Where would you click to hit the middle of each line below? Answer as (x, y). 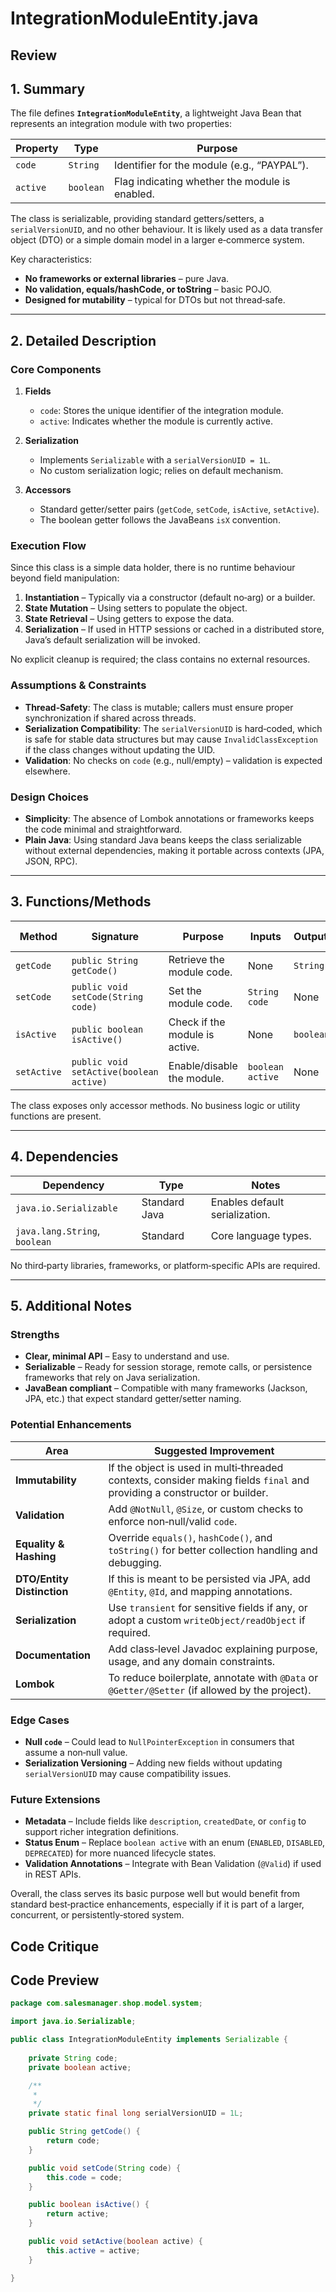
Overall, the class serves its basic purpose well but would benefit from (155, 1894)
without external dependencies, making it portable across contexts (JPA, (174, 850)
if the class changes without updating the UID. (120, 749)
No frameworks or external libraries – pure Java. (127, 279)
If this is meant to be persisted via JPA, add (209, 1579)
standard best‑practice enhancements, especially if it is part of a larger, (157, 1904)
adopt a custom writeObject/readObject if (207, 1620)
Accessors (48, 490)
